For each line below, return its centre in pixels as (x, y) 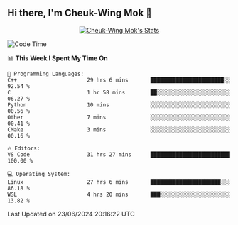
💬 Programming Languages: (45, 74)
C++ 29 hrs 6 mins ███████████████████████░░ (119, 80)
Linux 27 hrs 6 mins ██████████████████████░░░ (119, 182)
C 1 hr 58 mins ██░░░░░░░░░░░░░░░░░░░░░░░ (119, 92)
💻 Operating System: (39, 174)
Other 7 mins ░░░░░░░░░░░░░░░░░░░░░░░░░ (119, 117)
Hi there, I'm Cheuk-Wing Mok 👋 (80, 13)
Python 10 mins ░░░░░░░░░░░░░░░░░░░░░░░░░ (119, 105)
